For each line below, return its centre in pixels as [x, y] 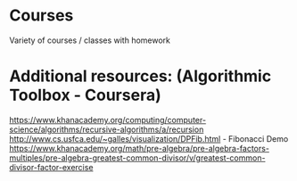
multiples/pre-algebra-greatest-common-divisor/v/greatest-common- [137, 158]
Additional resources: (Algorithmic [140, 76]
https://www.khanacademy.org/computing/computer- [108, 119]
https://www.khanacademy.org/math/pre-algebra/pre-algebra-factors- [140, 148]
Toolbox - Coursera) [86, 95]
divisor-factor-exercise [51, 167]
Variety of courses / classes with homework [90, 40]
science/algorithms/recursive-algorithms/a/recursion [107, 129]
